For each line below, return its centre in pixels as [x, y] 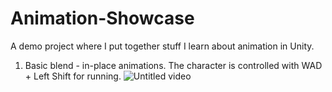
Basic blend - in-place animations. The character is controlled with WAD [173, 65]
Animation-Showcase [102, 18]
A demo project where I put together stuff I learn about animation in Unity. [162, 46]
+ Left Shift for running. [73, 76]
